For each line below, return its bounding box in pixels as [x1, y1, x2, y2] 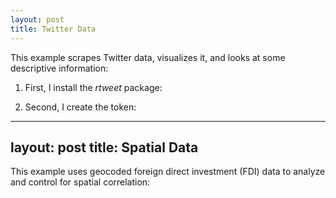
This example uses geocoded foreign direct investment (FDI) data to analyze [10, 166, 326, 178]
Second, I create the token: [24, 101, 137, 113]
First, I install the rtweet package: [24, 81, 163, 93]
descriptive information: [10, 62, 109, 74]
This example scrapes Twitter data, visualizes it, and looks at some [10, 51, 286, 63]
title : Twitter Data [10, 24, 97, 34]
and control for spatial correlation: [10, 176, 151, 188]
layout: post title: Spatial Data [10, 139, 199, 156]
